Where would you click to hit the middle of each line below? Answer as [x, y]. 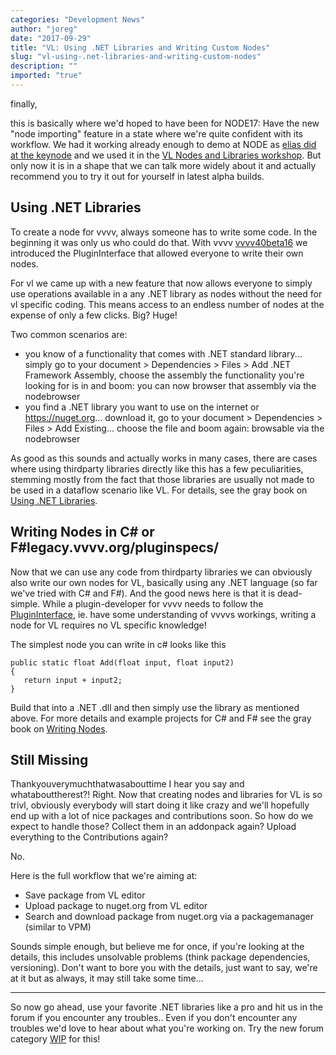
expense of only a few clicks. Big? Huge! [94, 315]
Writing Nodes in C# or [82, 532]
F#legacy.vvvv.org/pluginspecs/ [115, 547]
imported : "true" [46, 76]
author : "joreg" [44, 29]
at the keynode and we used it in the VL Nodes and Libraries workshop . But [166, 155]
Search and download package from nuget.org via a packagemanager [169, 917]
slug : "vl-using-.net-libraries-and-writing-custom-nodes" [136, 57]
